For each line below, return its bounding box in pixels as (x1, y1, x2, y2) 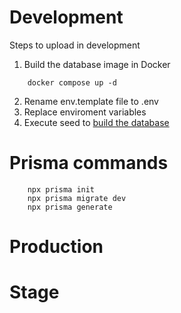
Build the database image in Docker (23, 58, 171, 70)
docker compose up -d (27, 77, 117, 88)
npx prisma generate (27, 202, 113, 212)
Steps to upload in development (9, 39, 141, 51)
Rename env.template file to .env (23, 95, 159, 107)
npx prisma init (27, 184, 96, 195)
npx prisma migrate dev (27, 193, 127, 203)
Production (9, 236, 104, 258)
